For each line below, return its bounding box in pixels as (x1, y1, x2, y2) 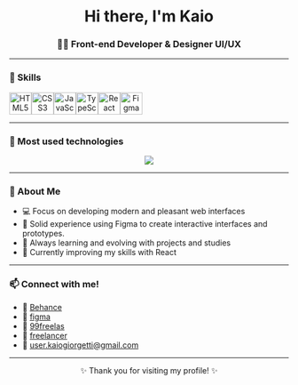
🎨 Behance (21, 301, 62, 312)
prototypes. (21, 229, 65, 239)
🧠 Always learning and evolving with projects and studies (21, 237, 231, 248)
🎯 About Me (9, 185, 61, 197)
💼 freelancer (21, 330, 68, 341)
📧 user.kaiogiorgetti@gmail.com (21, 340, 139, 350)
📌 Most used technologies (9, 135, 124, 148)
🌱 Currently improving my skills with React (21, 247, 177, 258)
